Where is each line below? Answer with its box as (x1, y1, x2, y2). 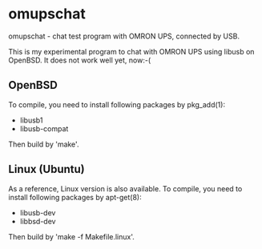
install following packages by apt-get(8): (8, 192, 142, 202)
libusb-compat (19, 123, 69, 133)
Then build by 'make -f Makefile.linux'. (8, 231, 135, 241)
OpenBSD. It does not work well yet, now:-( (8, 55, 151, 65)
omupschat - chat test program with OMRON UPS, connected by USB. (8, 31, 240, 41)
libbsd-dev (19, 216, 56, 226)
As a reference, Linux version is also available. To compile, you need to (8, 183, 243, 193)
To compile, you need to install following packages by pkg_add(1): (8, 99, 226, 109)
